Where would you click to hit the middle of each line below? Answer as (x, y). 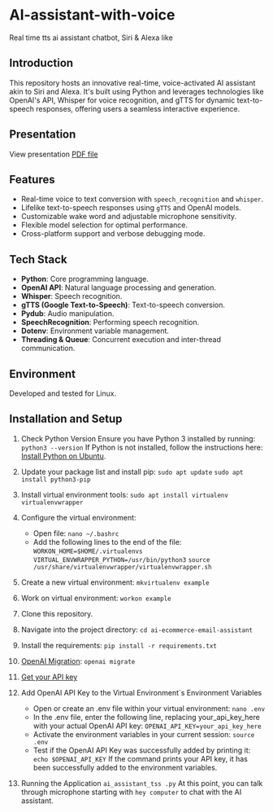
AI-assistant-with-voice (92, 15)
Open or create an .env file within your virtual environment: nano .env (149, 708)
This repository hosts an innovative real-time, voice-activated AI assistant (132, 82)
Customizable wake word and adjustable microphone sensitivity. (129, 217)
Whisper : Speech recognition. (71, 296)
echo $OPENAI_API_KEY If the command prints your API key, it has (141, 758)
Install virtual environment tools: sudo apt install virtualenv (124, 494)
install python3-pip (56, 479)
